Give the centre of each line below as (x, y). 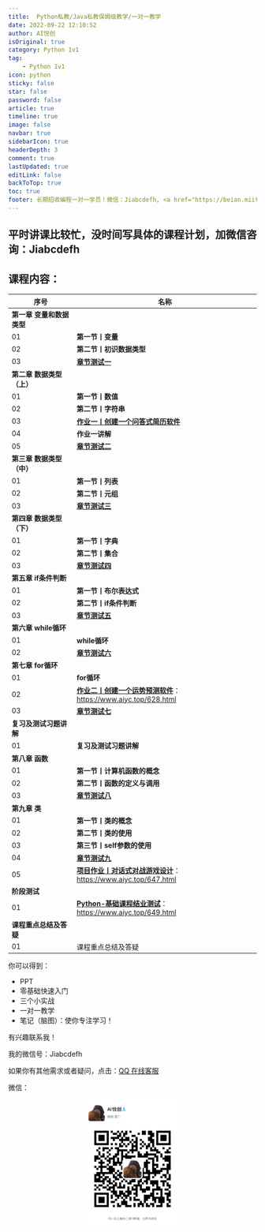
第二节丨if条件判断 (106, 603)
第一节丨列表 (97, 481)
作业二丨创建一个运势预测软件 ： (128, 690)
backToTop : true (35, 183)
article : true (32, 108)
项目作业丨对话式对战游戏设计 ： (128, 870)
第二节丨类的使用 (104, 833)
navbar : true (30, 133)
